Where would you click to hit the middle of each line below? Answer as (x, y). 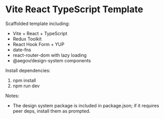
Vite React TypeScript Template (74, 9)
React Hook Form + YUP (38, 44)
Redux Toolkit (27, 39)
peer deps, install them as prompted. (52, 111)
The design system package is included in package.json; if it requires (86, 105)
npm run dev (26, 86)
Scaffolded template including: (38, 23)
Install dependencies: (28, 70)
